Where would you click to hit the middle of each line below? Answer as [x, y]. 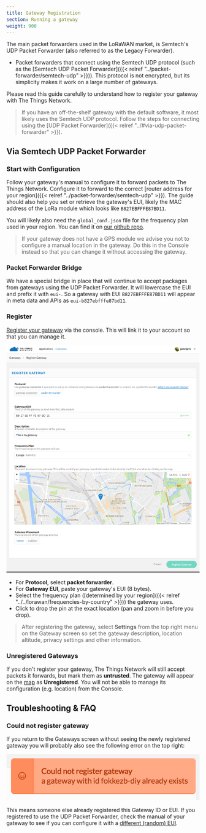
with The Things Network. [39, 101]
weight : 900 [21, 26]
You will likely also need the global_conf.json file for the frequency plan [97, 221]
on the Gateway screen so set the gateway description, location [102, 633]
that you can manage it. [36, 336]
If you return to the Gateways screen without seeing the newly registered [99, 739]
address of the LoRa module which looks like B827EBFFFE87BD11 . [86, 208]
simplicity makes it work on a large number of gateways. [86, 82]
